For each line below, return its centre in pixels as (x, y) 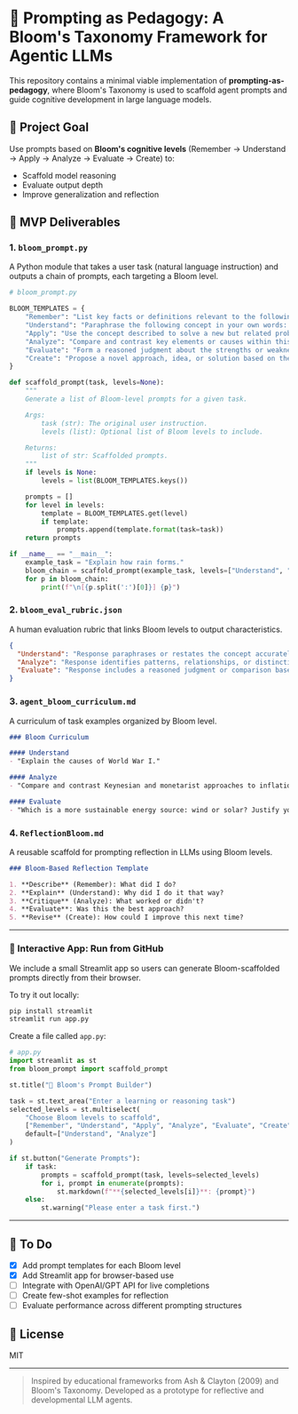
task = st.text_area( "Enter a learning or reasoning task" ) (123, 1101)
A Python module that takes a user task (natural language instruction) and (144, 267)
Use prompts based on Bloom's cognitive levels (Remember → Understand (148, 148)
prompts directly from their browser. (75, 978)
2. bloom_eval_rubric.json (66, 610)
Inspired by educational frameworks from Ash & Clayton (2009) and (155, 1381)
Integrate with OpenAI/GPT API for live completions (116, 1286)
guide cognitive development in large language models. (110, 99)
